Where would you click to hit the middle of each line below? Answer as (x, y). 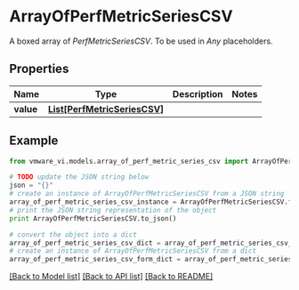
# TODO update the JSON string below (79, 177)
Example (34, 141)
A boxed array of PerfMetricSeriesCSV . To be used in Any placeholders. (141, 41)
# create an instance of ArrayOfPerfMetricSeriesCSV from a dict (133, 251)
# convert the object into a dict (73, 234)
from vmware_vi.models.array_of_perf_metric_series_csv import (129, 161)
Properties (39, 69)
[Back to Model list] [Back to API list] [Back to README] (111, 277)
